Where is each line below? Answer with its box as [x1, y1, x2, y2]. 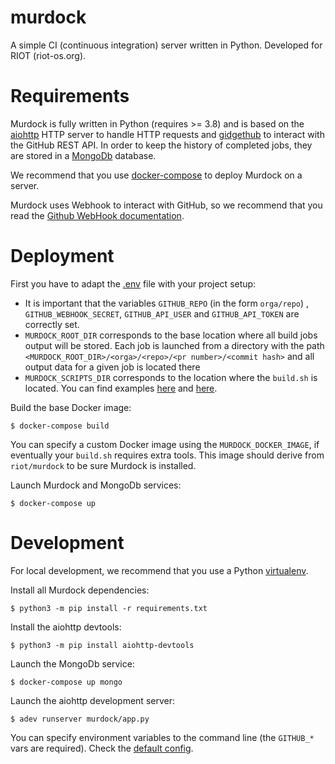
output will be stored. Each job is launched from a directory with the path [24, 339, 325, 351]
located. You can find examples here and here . [24, 382, 218, 394]
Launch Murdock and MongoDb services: [10, 479, 182, 491]
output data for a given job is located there [24, 361, 201, 373]
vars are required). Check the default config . [10, 742, 194, 754]
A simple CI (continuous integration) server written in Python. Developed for [10, 39, 323, 51]
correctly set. [24, 318, 80, 330]
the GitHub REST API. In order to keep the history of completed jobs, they [10, 139, 313, 151]
